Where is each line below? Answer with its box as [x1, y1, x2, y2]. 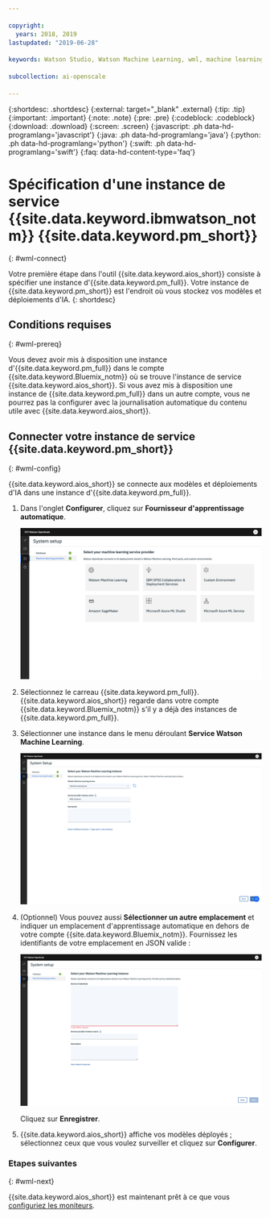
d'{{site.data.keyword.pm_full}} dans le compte [8, 364, 165, 373]
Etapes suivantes [8, 1158, 78, 1169]
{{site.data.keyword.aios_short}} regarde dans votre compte [19, 696, 219, 705]
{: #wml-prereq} [8, 339, 62, 349]
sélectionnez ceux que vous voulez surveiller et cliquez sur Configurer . [19, 1137, 257, 1148]
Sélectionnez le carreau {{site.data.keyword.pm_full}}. [19, 688, 199, 697]
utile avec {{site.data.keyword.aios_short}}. [8, 406, 151, 416]
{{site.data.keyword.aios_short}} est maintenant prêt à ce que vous [8, 1191, 231, 1201]
